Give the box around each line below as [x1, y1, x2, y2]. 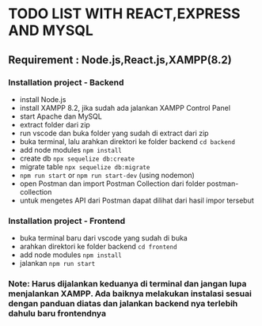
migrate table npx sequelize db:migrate [19, 161, 150, 171]
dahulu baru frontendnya [8, 308, 107, 319]
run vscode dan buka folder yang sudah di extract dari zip [19, 128, 209, 138]
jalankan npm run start [19, 259, 96, 268]
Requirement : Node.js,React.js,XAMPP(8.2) [8, 53, 232, 66]
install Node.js [19, 94, 66, 104]
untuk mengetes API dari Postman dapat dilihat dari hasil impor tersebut [19, 195, 255, 205]
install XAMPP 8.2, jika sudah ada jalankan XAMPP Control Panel [19, 103, 231, 112]
